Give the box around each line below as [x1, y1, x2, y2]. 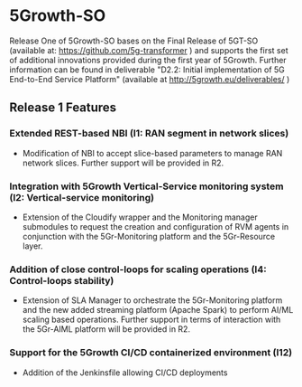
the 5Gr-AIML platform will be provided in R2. [22, 324, 191, 335]
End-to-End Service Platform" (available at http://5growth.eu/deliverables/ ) [9, 73, 290, 84]
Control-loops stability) [9, 274, 114, 287]
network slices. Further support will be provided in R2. [22, 157, 224, 168]
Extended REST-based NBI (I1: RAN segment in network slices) [9, 127, 289, 140]
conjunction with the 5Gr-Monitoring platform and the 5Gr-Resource [22, 231, 276, 241]
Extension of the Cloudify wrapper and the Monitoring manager [22, 212, 259, 222]
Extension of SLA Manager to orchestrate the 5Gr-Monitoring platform [22, 295, 283, 306]
